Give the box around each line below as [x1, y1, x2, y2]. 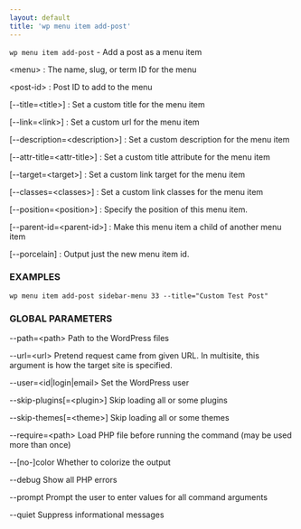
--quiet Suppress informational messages [9, 509, 165, 520]
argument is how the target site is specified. [9, 360, 174, 371]
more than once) [9, 440, 71, 450]
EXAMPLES [9, 271, 61, 283]
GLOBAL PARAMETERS [9, 312, 113, 325]
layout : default [9, 13, 71, 23]
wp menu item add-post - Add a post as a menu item [9, 46, 202, 57]
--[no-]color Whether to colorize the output [9, 457, 172, 468]
